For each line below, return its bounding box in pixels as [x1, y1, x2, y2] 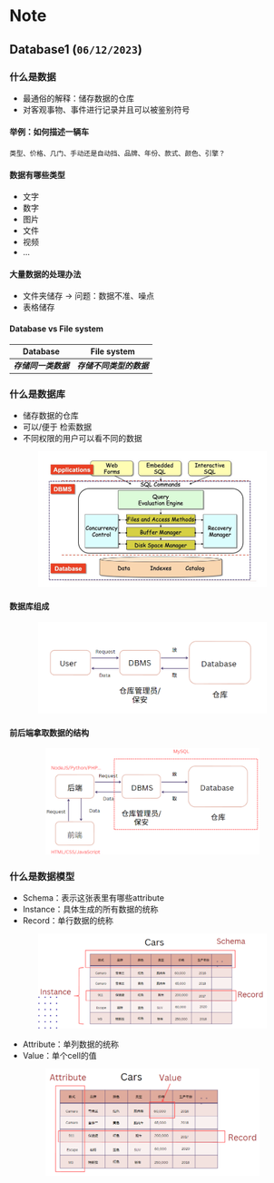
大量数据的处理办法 [9, 269, 82, 280]
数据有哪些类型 [9, 169, 65, 180]
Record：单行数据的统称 [22, 914, 113, 926]
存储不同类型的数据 [76, 360, 149, 371]
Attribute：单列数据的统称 [22, 1039, 120, 1050]
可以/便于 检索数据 [22, 421, 93, 432]
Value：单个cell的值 [22, 1050, 97, 1060]
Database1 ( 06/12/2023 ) [9, 42, 142, 57]
